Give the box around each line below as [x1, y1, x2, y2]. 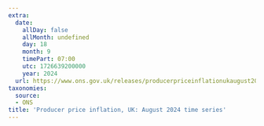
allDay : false [22, 26, 68, 34]
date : [15, 19, 34, 27]
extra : [8, 11, 30, 20]
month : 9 [22, 48, 51, 56]
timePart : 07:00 [22, 56, 76, 63]
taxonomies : [8, 84, 47, 92]
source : [15, 92, 41, 99]
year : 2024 [22, 70, 58, 77]
